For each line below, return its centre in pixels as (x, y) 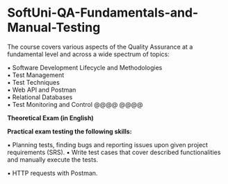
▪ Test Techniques (34, 82)
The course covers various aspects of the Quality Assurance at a (100, 47)
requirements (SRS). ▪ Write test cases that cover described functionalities (114, 152)
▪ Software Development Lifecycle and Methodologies (85, 67)
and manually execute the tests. (53, 159)
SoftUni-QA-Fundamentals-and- (103, 13)
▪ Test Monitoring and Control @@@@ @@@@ (75, 104)
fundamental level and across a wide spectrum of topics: (89, 54)
